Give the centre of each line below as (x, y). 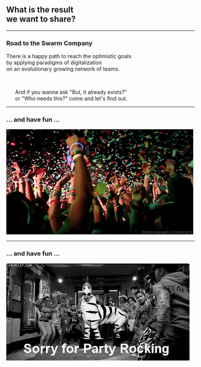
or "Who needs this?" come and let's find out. (71, 99)
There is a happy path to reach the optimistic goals (69, 56)
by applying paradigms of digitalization (54, 63)
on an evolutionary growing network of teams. (63, 69)
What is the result (40, 10)
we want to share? (41, 19)
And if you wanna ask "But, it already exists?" (71, 92)
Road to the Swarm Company (49, 43)
